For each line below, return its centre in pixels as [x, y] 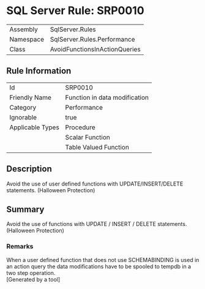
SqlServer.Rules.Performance [93, 39]
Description [29, 169]
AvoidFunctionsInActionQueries [95, 49]
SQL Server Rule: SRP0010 [76, 11]
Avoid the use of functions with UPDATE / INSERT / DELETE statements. [97, 224]
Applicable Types [34, 127]
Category [23, 107]
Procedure [80, 127]
